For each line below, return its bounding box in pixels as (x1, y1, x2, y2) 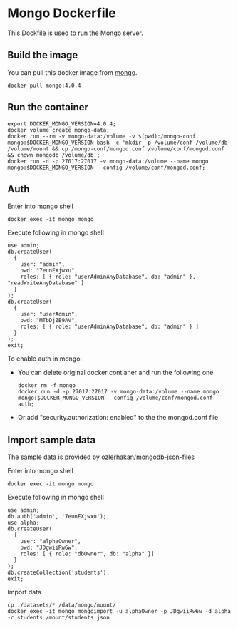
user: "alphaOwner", (20, 538, 81, 545)
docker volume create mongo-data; (7, 126, 110, 133)
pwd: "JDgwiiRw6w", (20, 544, 78, 552)
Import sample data (7, 433, 96, 446)
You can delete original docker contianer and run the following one (17, 369, 214, 377)
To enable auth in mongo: (7, 354, 83, 363)
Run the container (7, 101, 89, 113)
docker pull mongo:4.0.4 (7, 82, 81, 89)
